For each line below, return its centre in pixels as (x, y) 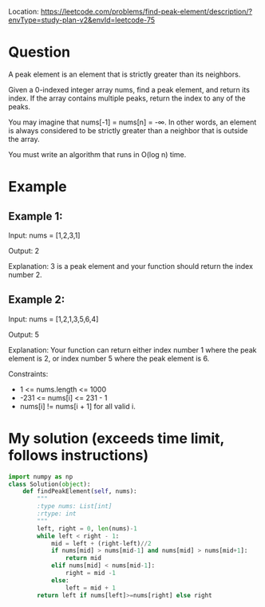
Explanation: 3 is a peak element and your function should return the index (131, 266)
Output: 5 (24, 334)
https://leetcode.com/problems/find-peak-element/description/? (146, 12)
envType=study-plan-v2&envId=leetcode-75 (82, 20)
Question (39, 52)
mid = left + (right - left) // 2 (101, 543)
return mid (83, 558)
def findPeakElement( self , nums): (80, 491)
